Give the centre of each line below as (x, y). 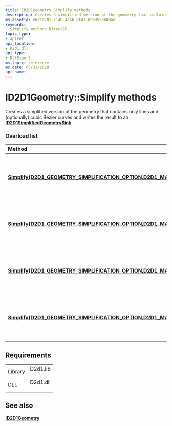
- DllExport (18, 58)
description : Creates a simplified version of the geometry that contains (87, 15)
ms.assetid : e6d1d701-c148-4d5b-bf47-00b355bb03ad (60, 20)
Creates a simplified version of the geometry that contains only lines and (82, 111)
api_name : (16, 72)
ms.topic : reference (27, 63)
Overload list (22, 135)
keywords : (16, 24)
